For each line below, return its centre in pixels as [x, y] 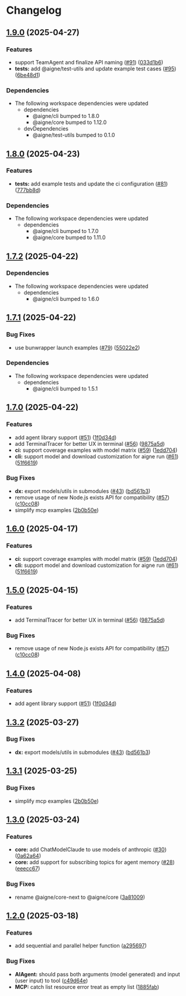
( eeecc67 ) [27, 868]
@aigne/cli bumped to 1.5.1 [65, 389]
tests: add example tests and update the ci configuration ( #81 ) [91, 184]
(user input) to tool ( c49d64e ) [51, 981]
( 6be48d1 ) [27, 75]
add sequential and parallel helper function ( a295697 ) [81, 946]
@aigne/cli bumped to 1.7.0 [66, 231]
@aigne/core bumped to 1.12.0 [70, 122]
